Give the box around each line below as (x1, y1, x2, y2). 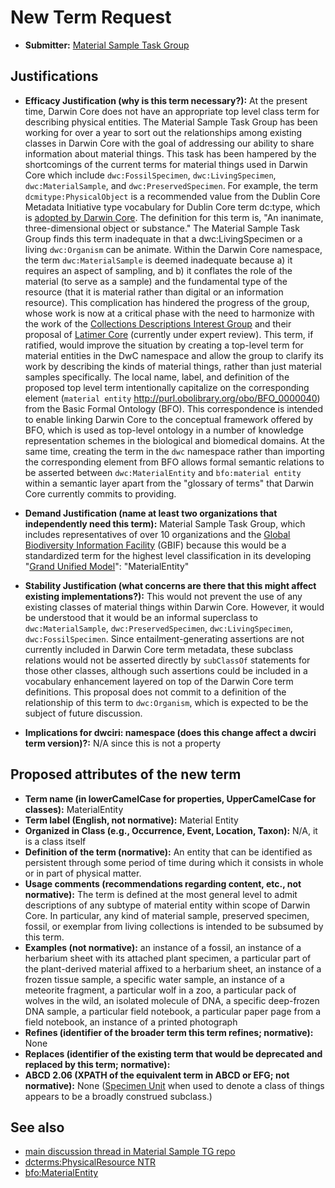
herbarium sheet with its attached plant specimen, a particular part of (24, 952, 312, 964)
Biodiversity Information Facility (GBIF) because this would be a (24, 539, 287, 551)
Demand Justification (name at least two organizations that (24, 507, 278, 519)
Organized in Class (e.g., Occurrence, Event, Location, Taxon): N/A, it (24, 824, 318, 836)
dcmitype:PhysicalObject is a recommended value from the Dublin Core (24, 190, 321, 202)
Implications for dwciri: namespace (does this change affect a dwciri (24, 726, 317, 738)
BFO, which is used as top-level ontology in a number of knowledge (24, 424, 304, 436)
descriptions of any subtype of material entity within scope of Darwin (24, 899, 311, 911)
